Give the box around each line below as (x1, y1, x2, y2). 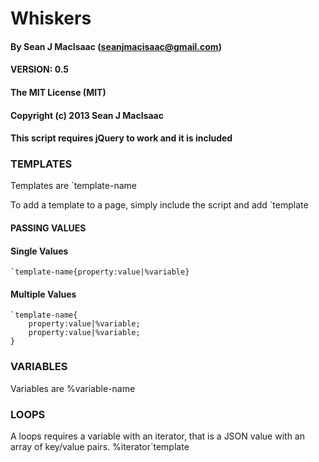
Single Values (10, 245, 69, 257)
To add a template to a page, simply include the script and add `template (10, 199, 309, 211)
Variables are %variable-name (10, 382, 136, 394)
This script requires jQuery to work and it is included (10, 132, 233, 144)
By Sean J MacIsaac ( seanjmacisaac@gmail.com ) (10, 40, 222, 52)
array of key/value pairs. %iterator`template (10, 441, 190, 453)
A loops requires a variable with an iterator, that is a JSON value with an (10, 430, 305, 442)
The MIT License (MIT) (10, 86, 107, 98)
